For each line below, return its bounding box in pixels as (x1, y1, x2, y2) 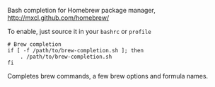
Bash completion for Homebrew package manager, (7, 6, 156, 14)
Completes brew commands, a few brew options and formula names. (7, 72, 209, 80)
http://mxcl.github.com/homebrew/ (7, 13, 110, 22)
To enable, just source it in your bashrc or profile (7, 28, 152, 35)
